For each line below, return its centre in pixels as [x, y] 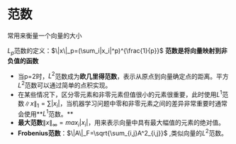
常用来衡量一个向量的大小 [45, 35]
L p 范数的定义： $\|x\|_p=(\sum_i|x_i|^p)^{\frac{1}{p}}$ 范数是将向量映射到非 [118, 51]
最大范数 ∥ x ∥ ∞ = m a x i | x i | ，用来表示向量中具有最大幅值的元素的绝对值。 [121, 123]
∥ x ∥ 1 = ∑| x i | [42, 104]
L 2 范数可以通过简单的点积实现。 [64, 84]
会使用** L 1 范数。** [45, 113]
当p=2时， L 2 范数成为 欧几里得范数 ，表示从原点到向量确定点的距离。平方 [123, 75]
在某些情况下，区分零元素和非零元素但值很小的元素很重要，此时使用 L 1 [120, 94]
